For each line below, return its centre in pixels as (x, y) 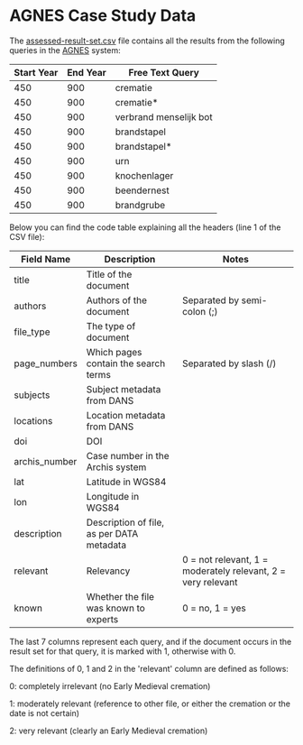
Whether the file (120, 596)
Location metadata (126, 415)
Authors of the (116, 300)
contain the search (126, 363)
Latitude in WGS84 (126, 482)
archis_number (46, 461)
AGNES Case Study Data (103, 16)
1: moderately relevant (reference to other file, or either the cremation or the (150, 704)
